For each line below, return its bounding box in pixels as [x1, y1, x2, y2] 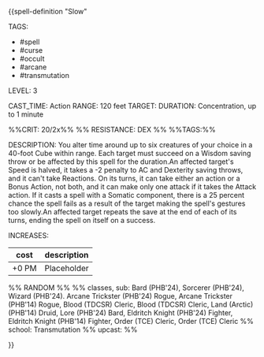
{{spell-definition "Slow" [8, 7, 87, 16]
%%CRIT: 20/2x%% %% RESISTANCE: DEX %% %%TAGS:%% [8, 125, 217, 134]
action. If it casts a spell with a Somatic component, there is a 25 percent [8, 191, 245, 199]
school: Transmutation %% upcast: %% [8, 325, 138, 334]
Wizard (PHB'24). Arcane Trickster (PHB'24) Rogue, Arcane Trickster [8, 292, 233, 300]
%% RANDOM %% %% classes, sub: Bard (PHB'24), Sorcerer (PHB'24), [8, 283, 244, 292]
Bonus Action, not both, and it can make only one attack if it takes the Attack [8, 182, 257, 192]
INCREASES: [8, 231, 50, 240]
